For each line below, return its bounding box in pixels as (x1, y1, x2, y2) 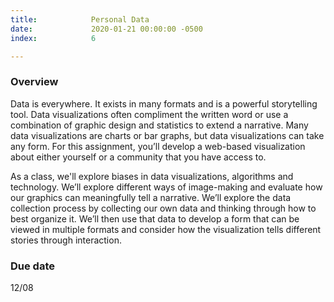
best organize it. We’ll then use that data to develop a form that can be (10, 212, 300, 225)
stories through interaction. (10, 234, 122, 246)
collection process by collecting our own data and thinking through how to (10, 202, 317, 214)
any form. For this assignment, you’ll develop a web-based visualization (10, 140, 306, 152)
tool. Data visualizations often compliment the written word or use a (10, 108, 289, 120)
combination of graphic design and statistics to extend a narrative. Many (10, 119, 309, 131)
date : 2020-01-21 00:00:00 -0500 (10, 24, 203, 34)
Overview (10, 75, 59, 89)
